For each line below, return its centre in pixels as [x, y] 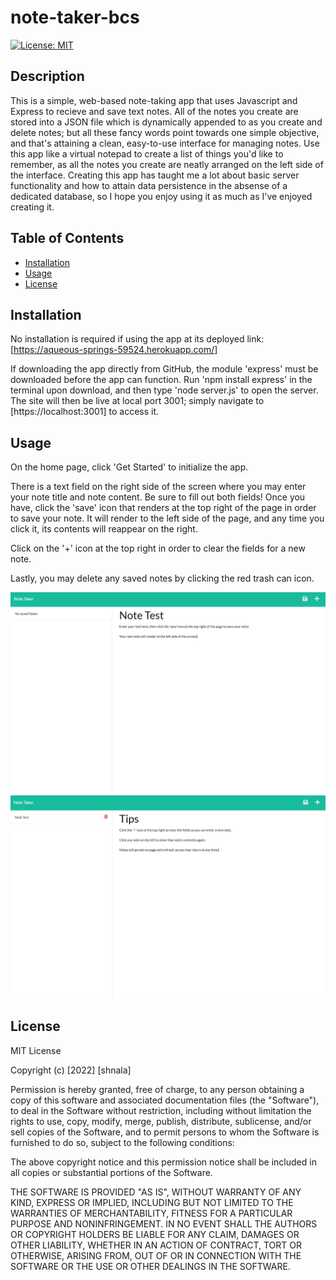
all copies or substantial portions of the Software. [111, 1172]
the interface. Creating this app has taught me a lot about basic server [155, 175]
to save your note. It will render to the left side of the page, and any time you [167, 518]
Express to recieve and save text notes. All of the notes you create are [154, 111]
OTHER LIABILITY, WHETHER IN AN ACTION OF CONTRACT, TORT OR [156, 1245]
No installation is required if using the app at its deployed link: [137, 339]
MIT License [36, 1050]
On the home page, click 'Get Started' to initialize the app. [129, 467]
